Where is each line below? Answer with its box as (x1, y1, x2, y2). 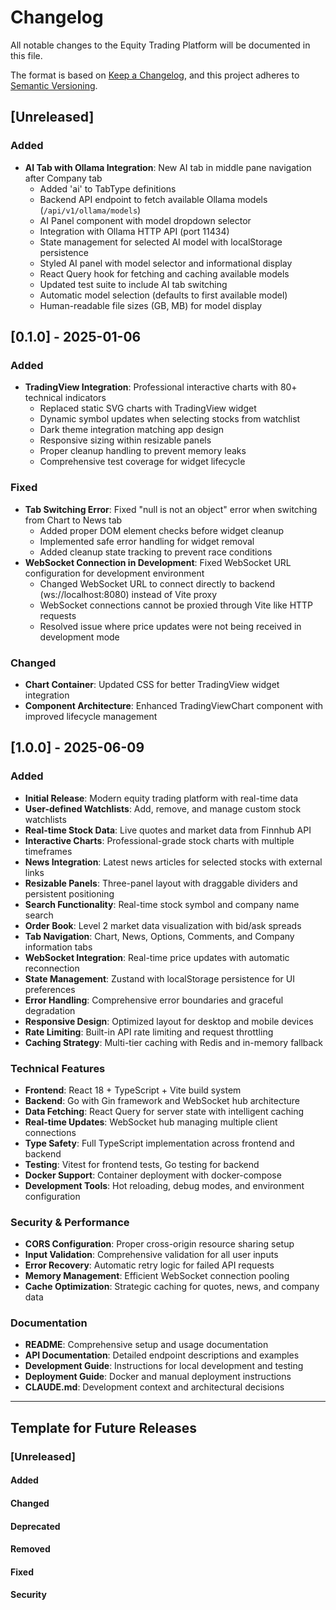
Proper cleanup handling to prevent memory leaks (39, 445, 247, 457)
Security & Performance (10, 1215, 130, 1229)
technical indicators (24, 392, 107, 404)
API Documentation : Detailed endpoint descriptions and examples (24, 1349, 300, 1361)
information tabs (24, 941, 93, 953)
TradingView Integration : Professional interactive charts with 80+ (24, 381, 298, 393)
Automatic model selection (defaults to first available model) (39, 289, 288, 301)
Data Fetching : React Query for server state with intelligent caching (24, 1105, 304, 1117)
